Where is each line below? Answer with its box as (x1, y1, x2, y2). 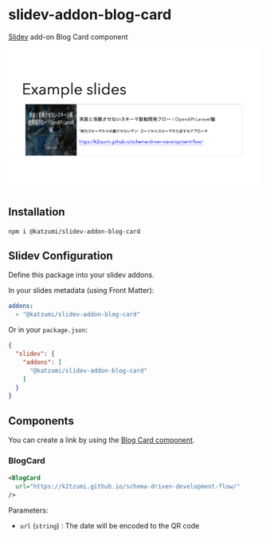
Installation (8, 205, 65, 219)
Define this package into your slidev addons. (8, 270, 155, 280)
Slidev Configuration (8, 249, 113, 263)
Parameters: (8, 505, 49, 516)
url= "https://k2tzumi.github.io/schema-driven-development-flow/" (15, 483, 241, 491)
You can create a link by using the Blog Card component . (8, 435, 195, 445)
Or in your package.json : (8, 325, 88, 334)
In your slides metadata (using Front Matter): (8, 286, 155, 295)
